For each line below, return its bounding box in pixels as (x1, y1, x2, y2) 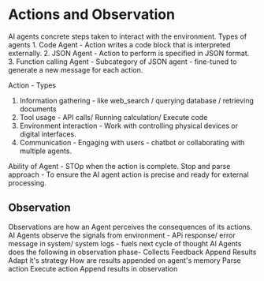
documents (19, 104, 57, 114)
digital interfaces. (19, 129, 76, 139)
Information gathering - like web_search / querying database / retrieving (19, 96, 255, 105)
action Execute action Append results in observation (8, 264, 178, 273)
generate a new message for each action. (8, 65, 143, 74)
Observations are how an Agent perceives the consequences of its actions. (8, 222, 252, 231)
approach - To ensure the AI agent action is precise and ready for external (8, 170, 250, 179)
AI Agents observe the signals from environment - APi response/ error (8, 230, 236, 240)
